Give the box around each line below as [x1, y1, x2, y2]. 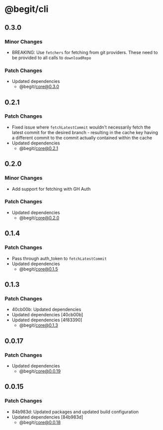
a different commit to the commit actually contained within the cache [11, 135, 152, 141]
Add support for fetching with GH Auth [11, 186, 91, 192]
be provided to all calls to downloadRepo [11, 55, 91, 61]
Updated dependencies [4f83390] [11, 317, 82, 323]
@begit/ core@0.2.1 [19, 145, 58, 151]
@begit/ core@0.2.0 [19, 215, 60, 220]
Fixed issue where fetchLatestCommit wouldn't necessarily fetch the [11, 124, 151, 130]
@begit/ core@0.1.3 [19, 322, 58, 328]
